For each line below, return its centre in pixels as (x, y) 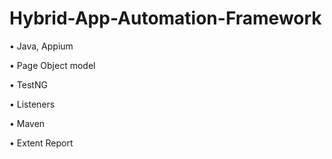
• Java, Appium (41, 46)
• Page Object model (52, 65)
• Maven (27, 123)
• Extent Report (41, 143)
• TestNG (28, 84)
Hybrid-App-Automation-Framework (165, 18)
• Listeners (32, 104)
